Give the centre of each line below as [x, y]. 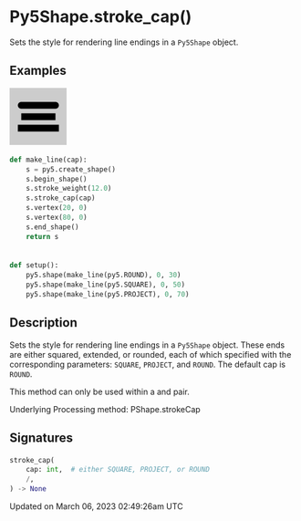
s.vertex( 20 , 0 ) [57, 208]
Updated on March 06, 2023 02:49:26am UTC [97, 506]
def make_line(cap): [49, 160]
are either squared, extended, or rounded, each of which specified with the [150, 354]
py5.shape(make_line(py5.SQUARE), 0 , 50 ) [105, 285]
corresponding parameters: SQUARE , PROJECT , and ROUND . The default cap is [147, 364]
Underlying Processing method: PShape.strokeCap [105, 409]
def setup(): [34, 266]
